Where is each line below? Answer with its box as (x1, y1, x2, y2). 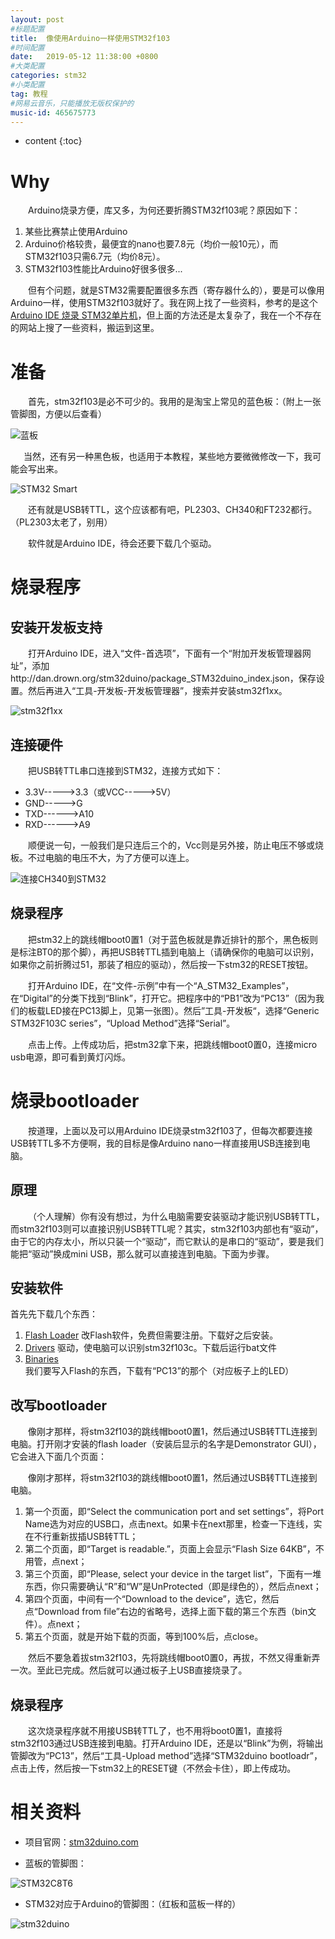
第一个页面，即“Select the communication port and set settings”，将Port (24, 1506, 325, 1518)
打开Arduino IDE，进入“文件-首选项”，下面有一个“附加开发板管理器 (28, 647, 303, 660)
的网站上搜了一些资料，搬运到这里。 (10, 322, 160, 334)
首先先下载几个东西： (10, 1308, 98, 1320)
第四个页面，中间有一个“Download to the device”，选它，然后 (24, 1593, 280, 1605)
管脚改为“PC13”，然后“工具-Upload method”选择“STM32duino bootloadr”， (10, 1750, 323, 1762)
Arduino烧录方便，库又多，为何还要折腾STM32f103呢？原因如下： (28, 204, 301, 216)
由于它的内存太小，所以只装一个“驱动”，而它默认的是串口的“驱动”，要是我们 (10, 1235, 324, 1247)
